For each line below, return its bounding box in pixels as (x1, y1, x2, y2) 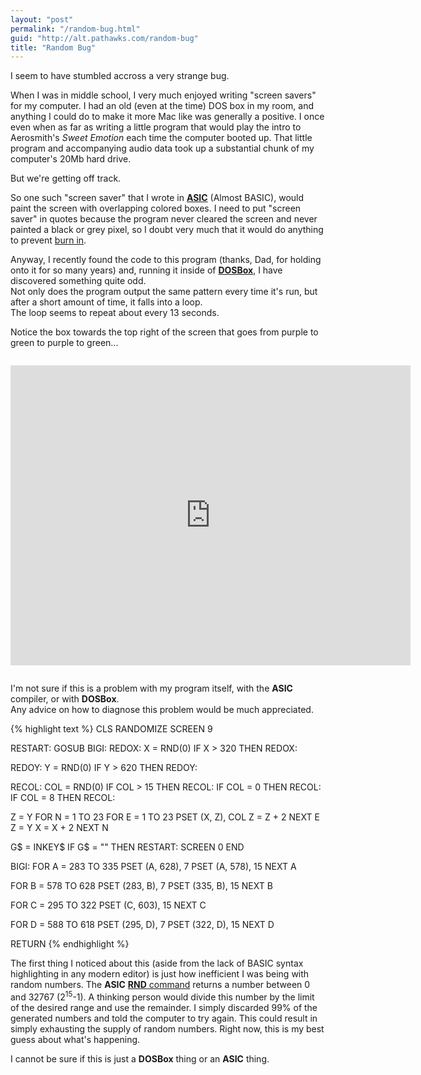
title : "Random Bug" (10, 42, 97, 53)
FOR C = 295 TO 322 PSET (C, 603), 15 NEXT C (10, 899, 207, 911)
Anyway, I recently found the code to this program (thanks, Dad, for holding (10, 254, 322, 266)
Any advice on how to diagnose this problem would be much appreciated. (10, 704, 314, 716)
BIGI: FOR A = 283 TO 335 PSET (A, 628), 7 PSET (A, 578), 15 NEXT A (10, 861, 297, 873)
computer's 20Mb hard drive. (10, 153, 132, 165)
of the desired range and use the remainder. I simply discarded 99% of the (10, 1001, 318, 1013)
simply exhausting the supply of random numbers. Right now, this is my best (10, 1022, 325, 1035)
